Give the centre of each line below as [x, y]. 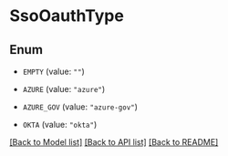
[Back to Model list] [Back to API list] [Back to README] [114, 142]
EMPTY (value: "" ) [53, 71]
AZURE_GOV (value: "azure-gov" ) [80, 107]
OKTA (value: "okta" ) [60, 125]
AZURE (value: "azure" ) [64, 89]
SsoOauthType [67, 16]
